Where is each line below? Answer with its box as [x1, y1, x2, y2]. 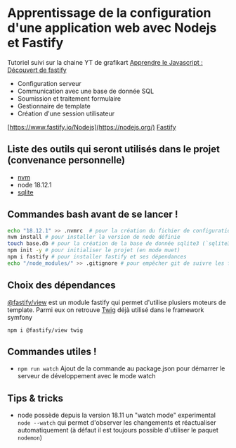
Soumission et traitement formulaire [17, 94, 122, 103]
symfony [7, 313, 33, 321]
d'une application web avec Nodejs [7, 20, 217, 36]
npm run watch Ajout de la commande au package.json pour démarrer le [17, 364, 225, 373]
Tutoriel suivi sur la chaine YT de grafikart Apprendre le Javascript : [7, 58, 203, 66]
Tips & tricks [7, 392, 64, 404]
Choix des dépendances [7, 280, 116, 292]
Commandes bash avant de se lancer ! [7, 209, 178, 220]
